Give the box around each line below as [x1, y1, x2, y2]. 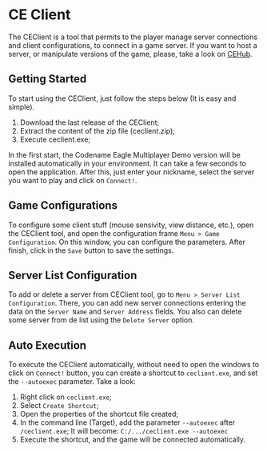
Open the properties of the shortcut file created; [19, 410, 179, 419]
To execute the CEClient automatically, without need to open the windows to [8, 360, 260, 370]
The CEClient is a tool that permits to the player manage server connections [8, 32, 258, 42]
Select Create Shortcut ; [19, 401, 99, 410]
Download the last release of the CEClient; [19, 118, 160, 127]
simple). [8, 102, 35, 111]
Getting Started [8, 72, 87, 86]
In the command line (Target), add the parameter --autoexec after [19, 418, 236, 427]
